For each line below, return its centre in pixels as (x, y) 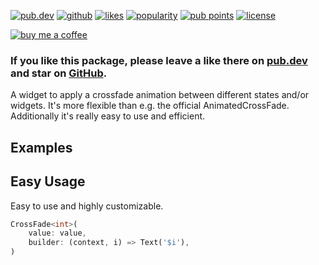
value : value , (57, 233)
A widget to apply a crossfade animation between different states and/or (160, 95)
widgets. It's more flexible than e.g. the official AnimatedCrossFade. (150, 106)
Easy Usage (48, 181)
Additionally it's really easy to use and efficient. (108, 116)
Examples (41, 147)
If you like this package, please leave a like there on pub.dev (159, 60)
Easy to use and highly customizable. (87, 206)
